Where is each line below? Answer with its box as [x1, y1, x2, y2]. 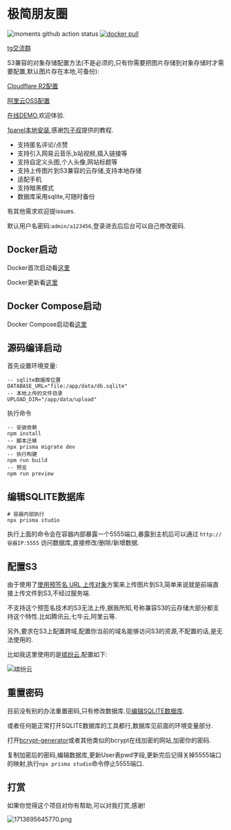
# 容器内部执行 [7, 511, 45, 518]
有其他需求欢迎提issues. [7, 206, 76, 215]
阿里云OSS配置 [7, 96, 50, 104]
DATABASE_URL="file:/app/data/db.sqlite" [7, 383, 128, 390]
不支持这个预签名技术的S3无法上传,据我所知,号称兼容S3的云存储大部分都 [7, 604, 214, 612]
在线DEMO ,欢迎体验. [7, 111, 66, 119]
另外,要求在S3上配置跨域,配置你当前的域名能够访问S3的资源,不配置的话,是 [7, 627, 217, 635]
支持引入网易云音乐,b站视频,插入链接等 [17, 149, 128, 157]
